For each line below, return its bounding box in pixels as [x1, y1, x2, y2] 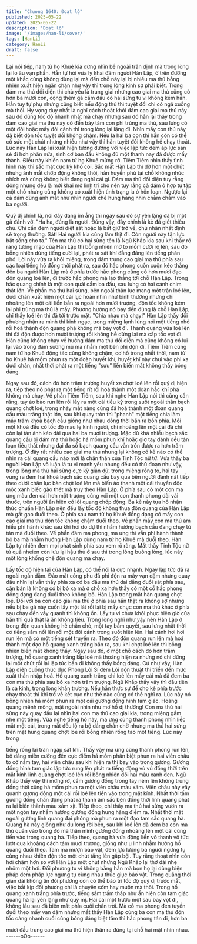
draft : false [6, 47, 38, 53]
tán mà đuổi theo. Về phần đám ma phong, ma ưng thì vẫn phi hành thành [6, 529, 184, 536]
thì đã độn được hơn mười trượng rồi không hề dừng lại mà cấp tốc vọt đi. [6, 331, 183, 338]
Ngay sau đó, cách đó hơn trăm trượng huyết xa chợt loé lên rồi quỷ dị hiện [6, 379, 188, 386]
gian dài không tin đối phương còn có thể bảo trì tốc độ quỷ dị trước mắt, [6, 877, 182, 884]
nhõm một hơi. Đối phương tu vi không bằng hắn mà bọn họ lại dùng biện [6, 865, 183, 872]
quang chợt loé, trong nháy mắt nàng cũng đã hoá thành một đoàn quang [6, 404, 184, 412]
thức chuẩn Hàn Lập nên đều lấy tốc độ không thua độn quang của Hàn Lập [6, 504, 190, 512]
